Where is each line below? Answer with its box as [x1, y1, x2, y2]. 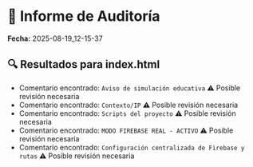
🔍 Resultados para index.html [7, 58, 160, 71]
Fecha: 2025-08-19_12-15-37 [7, 34, 103, 43]
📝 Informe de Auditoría [7, 7, 160, 26]
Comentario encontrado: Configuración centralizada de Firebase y [18, 142, 245, 152]
